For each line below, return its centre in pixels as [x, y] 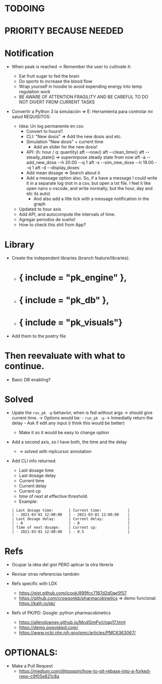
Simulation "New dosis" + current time [65, 142]
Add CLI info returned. [34, 461]
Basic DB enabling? [31, 379]
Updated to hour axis [40, 209]
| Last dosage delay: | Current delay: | [71, 519]
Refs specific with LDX [34, 583]
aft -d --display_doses [57, 168]
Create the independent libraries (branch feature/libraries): [71, 258]
